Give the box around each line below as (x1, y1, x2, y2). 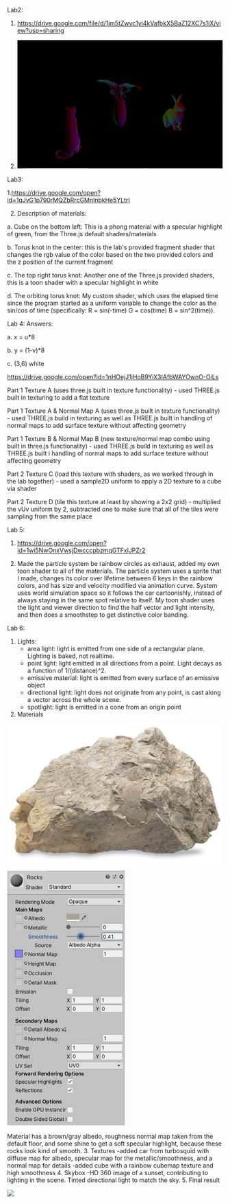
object (27, 681, 46, 690)
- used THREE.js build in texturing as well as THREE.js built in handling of (7, 414, 213, 422)
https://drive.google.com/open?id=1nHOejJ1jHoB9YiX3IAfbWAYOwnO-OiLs (7, 373, 219, 381)
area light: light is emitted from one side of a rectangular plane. (27, 645, 205, 653)
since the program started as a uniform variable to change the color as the (7, 299, 217, 308)
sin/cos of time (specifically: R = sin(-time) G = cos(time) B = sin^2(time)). (7, 306, 216, 315)
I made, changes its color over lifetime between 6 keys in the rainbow (16, 574, 214, 582)
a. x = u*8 (7, 333, 36, 341)
